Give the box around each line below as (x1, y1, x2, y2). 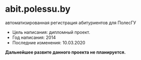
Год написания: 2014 (12, 34, 56, 40)
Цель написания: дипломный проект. (12, 29, 90, 35)
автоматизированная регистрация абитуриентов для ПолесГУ (5, 20, 137, 26)
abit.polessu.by (5, 3, 71, 15)
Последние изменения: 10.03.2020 (12, 39, 85, 45)
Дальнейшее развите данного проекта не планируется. (5, 49, 126, 55)
